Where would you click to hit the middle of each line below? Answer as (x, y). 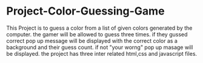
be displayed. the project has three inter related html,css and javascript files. (102, 53)
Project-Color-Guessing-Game (85, 11)
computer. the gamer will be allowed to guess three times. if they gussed (97, 34)
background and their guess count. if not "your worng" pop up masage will (100, 47)
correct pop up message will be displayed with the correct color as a (92, 41)
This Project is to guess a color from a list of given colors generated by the (99, 28)
